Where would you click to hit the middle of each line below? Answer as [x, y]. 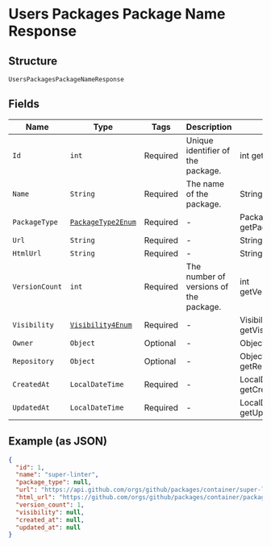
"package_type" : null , [54, 482]
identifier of [208, 150]
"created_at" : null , [50, 520]
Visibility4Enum [101, 325]
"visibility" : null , [50, 512]
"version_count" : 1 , [50, 505]
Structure [33, 61]
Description [209, 127]
